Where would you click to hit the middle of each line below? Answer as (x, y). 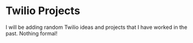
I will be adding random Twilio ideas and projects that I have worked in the (96, 27)
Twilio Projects (43, 11)
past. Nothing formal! (32, 33)
